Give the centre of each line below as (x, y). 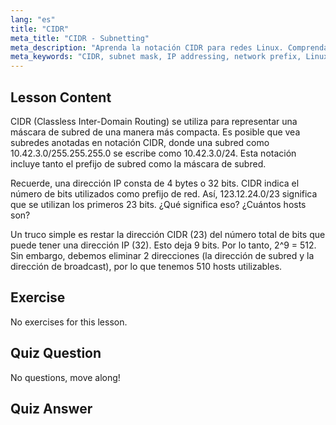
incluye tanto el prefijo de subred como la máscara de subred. (138, 163)
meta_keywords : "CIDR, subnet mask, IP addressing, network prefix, (156, 57)
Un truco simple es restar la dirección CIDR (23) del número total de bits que (168, 234)
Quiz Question (56, 353)
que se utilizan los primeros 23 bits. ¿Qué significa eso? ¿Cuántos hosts (158, 204)
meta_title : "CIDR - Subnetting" (80, 38)
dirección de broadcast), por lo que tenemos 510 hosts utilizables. (146, 266)
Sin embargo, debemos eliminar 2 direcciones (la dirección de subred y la (162, 255)
